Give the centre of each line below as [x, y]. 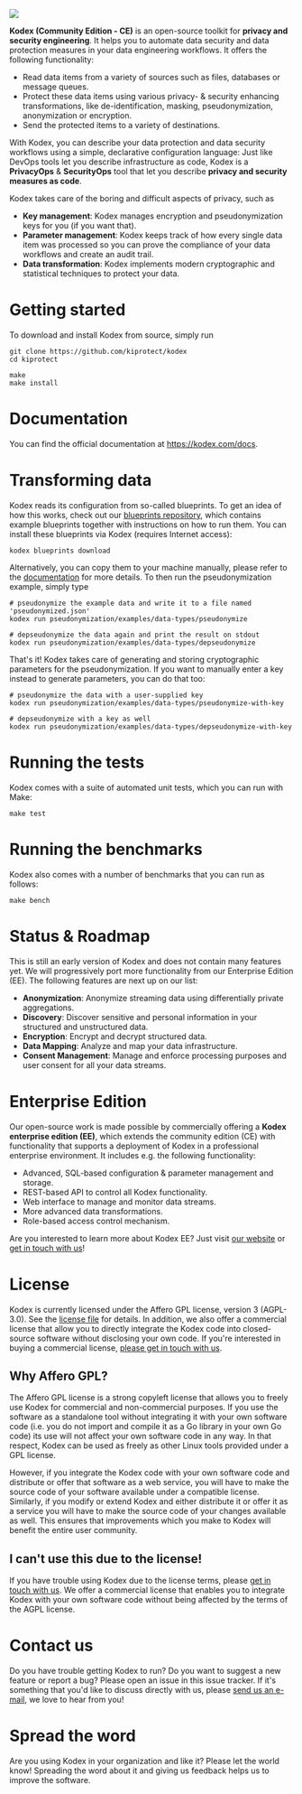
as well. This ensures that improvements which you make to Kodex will [140, 1520]
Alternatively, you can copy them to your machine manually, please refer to [148, 567]
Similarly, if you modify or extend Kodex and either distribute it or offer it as [149, 1501]
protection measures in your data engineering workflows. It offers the [138, 50]
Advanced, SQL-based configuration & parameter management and [148, 1173]
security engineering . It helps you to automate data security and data [139, 40]
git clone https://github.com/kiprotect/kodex [98, 351]
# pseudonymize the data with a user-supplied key [106, 695]
